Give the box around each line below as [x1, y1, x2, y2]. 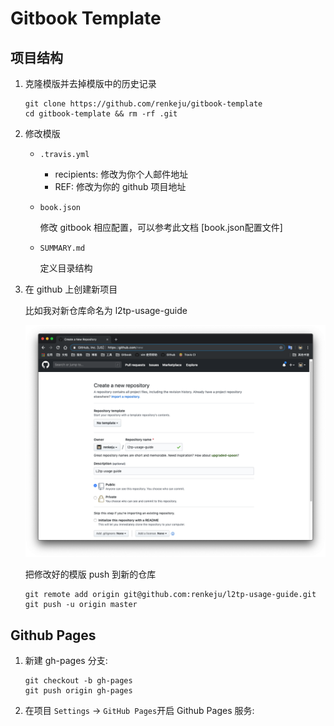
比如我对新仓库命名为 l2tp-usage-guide [24, 305, 188, 316]
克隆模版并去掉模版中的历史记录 [24, 78, 157, 89]
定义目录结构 [39, 262, 93, 274]
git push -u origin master [24, 600, 138, 610]
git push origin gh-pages [24, 686, 133, 696]
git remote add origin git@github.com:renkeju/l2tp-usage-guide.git [24, 590, 317, 600]
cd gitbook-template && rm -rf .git [24, 109, 178, 119]
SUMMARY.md [39, 243, 86, 253]
